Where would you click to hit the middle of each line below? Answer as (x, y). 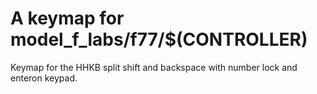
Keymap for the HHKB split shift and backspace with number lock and (154, 67)
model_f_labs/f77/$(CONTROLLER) (159, 39)
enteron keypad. (44, 78)
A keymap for (67, 18)
